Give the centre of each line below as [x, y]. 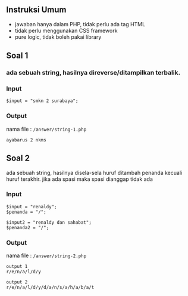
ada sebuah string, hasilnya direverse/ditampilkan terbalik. [93, 73]
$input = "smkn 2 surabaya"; [42, 101]
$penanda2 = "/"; [28, 227]
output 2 [17, 282]
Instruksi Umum [36, 10]
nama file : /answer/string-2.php [46, 255]
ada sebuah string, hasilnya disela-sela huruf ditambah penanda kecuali [94, 172]
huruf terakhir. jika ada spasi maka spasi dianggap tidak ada [80, 179]
